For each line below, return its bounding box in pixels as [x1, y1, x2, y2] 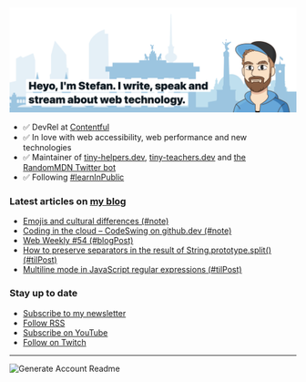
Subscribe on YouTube [22, 326, 108, 338]
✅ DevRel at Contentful [22, 121, 110, 133]
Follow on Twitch [22, 336, 87, 347]
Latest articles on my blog [9, 195, 127, 207]
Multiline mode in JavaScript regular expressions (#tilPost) [22, 264, 243, 275]
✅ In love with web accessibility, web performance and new [22, 132, 248, 143]
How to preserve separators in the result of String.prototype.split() [22, 244, 271, 256]
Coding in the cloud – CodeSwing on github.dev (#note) [22, 225, 232, 236]
